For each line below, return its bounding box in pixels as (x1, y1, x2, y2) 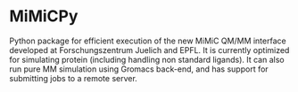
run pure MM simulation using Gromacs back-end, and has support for (9, 64, 269, 74)
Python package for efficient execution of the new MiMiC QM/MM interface (9, 35, 287, 46)
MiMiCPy (9, 6, 79, 27)
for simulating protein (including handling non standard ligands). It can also (9, 54, 285, 65)
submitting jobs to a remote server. (9, 73, 138, 83)
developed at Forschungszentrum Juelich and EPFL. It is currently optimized (9, 44, 290, 55)
